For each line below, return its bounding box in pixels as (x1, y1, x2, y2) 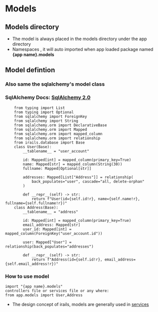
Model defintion (5, 66, 55, 74)
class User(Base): (14, 144, 52, 149)
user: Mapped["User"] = (23, 240, 72, 245)
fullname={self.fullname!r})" (5, 201, 68, 206)
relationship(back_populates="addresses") (5, 244, 94, 249)
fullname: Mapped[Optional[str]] (23, 166, 92, 171)
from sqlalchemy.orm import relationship (14, 136, 100, 141)
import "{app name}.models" (5, 284, 63, 289)
